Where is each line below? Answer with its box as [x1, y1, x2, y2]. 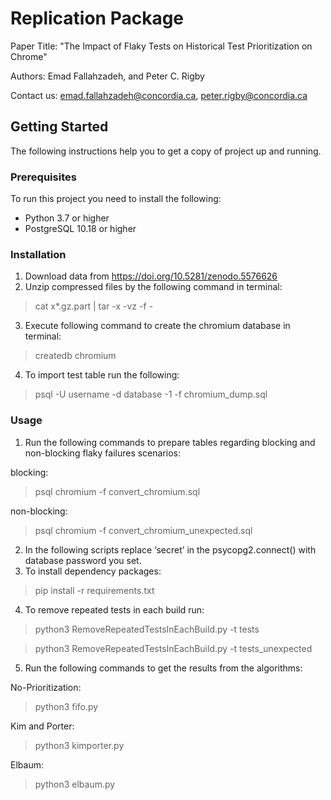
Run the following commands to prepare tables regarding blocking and [24, 436, 316, 448]
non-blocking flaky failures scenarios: [24, 447, 182, 459]
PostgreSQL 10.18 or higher [24, 223, 137, 235]
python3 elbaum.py [34, 778, 116, 790]
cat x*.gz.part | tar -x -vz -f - [34, 300, 154, 312]
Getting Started [10, 118, 109, 136]
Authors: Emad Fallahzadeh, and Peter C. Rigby [10, 70, 205, 82]
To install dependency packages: [24, 565, 162, 577]
